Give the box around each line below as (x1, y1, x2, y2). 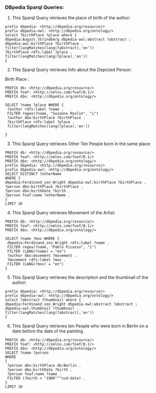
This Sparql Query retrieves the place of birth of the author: (12, 15, 131, 21)
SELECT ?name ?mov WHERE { (5, 236, 60, 241)
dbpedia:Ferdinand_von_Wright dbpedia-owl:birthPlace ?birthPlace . (5, 180, 146, 185)
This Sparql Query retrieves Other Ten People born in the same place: (12, 141, 151, 147)
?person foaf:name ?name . (7, 372, 62, 376)
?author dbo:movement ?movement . (7, 253, 77, 258)
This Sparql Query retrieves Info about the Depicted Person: (12, 67, 132, 73)
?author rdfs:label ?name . (7, 107, 64, 112)
